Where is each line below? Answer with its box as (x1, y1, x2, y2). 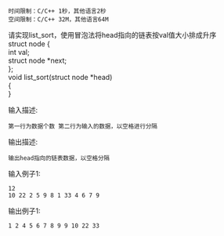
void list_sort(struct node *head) (8, 73, 113, 82)
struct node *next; (8, 56, 67, 65)
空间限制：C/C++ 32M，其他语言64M (8, 16, 109, 24)
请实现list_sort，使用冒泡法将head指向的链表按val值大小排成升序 (8, 31, 217, 39)
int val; (8, 48, 30, 56)
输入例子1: (8, 169, 41, 178)
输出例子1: (8, 206, 41, 216)
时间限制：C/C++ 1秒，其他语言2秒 (8, 7, 107, 15)
